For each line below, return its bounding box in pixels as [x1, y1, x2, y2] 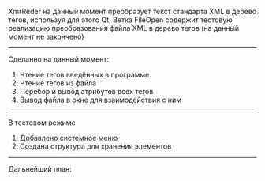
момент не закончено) [8, 32, 84, 41]
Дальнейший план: [8, 164, 73, 173]
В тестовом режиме [8, 118, 77, 127]
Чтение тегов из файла [19, 78, 97, 88]
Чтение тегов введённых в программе [19, 70, 150, 79]
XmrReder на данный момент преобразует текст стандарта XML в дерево [8, 7, 257, 16]
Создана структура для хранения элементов [19, 141, 172, 151]
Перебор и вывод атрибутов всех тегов [19, 87, 154, 96]
